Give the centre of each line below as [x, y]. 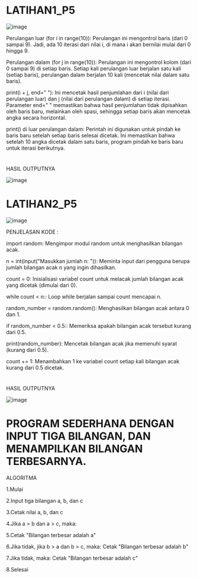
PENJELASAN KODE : [33, 232]
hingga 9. [18, 50]
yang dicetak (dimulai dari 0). [42, 285]
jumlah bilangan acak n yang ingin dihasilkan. [61, 267]
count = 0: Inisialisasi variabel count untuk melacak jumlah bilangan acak [95, 279]
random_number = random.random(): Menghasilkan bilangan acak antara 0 [98, 308]
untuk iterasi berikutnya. [35, 148]
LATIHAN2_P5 [42, 204]
